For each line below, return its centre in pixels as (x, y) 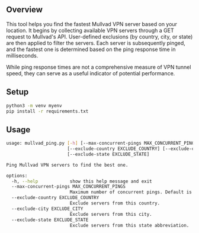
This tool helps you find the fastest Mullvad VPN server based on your (92, 24)
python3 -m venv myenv (34, 106)
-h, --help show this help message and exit (82, 181)
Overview (25, 10)
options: (17, 175)
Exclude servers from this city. (111, 214)
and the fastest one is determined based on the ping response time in (91, 49)
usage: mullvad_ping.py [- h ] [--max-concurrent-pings (74, 143)
